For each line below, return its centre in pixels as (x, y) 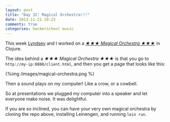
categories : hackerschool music (39, 29)
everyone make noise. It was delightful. (46, 99)
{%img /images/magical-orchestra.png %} (50, 74)
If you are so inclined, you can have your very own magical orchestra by (81, 109)
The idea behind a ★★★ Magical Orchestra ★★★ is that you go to (77, 58)
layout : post (19, 10)
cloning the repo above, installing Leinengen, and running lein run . (76, 114)
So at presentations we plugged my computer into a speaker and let (76, 94)
